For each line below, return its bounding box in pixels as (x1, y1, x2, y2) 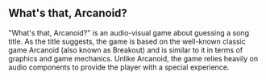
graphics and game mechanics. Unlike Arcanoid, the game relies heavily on (8, 53, 259, 63)
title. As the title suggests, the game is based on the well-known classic (8, 36, 246, 46)
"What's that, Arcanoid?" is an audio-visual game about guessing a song (8, 27, 250, 37)
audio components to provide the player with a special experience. (8, 62, 230, 72)
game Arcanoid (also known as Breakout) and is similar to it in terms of (8, 44, 243, 55)
